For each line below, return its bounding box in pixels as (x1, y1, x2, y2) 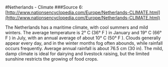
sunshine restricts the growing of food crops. (5, 56, 99, 62)
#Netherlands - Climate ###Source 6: (5, 4, 83, 10)
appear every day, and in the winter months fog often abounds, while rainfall (5, 40, 163, 46)
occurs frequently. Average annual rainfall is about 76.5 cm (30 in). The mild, (5, 46, 163, 51)
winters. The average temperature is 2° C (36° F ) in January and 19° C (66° (5, 30, 162, 35)
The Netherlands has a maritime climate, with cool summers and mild (5, 24, 148, 30)
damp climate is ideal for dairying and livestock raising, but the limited (5, 51, 149, 57)
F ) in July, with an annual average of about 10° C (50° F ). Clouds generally (5, 35, 161, 41)
